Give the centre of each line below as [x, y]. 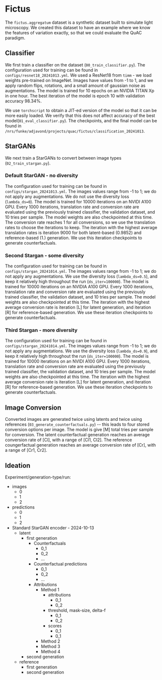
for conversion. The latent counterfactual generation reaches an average [77, 435]
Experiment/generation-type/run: [38, 477]
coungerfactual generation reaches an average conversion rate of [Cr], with [81, 445]
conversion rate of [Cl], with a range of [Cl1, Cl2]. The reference [68, 440]
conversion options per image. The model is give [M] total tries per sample [79, 430]
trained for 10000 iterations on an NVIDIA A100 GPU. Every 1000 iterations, [79, 287]
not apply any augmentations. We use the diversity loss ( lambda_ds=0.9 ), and [81, 351]
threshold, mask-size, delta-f [77, 611]
